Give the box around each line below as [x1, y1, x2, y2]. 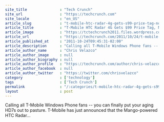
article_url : [5, 35, 62, 40]
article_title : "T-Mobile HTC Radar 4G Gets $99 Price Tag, [5, 25, 156, 30]
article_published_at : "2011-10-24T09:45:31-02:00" [5, 39, 123, 44]
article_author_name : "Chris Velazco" [5, 48, 97, 53]
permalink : [5, 84, 62, 89]
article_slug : [5, 20, 62, 26]
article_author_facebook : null [5, 66, 73, 71]
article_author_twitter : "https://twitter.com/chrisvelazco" [5, 71, 139, 76]
